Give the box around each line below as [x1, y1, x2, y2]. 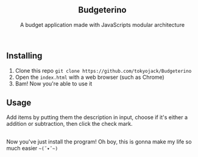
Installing [6, 51, 43, 61]
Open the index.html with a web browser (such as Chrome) [15, 73, 164, 81]
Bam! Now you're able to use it [15, 79, 93, 87]
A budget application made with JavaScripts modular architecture [20, 21, 185, 28]
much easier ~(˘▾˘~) [6, 144, 58, 152]
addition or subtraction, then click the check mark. [6, 120, 133, 128]
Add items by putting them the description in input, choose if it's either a [6, 114, 188, 121]
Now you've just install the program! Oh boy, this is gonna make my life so [6, 137, 192, 145]
